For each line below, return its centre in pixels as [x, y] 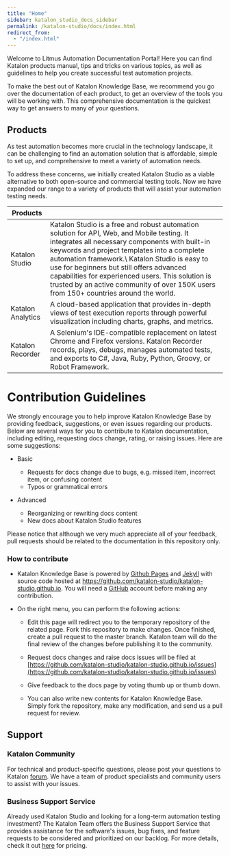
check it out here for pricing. [47, 846]
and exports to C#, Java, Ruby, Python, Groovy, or [130, 358]
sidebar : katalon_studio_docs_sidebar [62, 20]
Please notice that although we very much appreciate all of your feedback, [112, 534]
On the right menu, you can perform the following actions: [99, 609]
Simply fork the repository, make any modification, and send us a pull [125, 706]
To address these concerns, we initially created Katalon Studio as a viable [111, 174]
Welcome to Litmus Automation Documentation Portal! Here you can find [110, 58]
